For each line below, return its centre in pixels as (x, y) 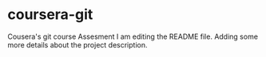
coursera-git (50, 15)
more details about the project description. (77, 44)
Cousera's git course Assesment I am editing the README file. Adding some (133, 36)
